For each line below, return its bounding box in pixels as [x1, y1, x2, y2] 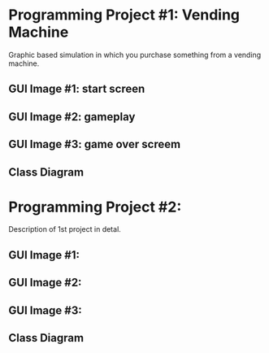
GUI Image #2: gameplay [8, 110, 136, 124]
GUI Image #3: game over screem [8, 137, 181, 151]
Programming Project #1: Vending [8, 6, 240, 24]
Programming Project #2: [8, 198, 182, 216]
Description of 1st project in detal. [8, 224, 122, 234]
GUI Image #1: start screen [8, 82, 145, 96]
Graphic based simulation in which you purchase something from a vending [8, 50, 262, 59]
